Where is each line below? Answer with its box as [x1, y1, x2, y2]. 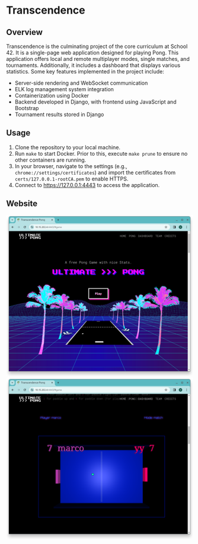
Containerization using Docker [14, 92, 90, 99]
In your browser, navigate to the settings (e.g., [14, 162, 127, 169]
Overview [6, 27, 43, 37]
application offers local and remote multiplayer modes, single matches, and [6, 56, 190, 62]
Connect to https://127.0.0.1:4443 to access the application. [14, 181, 160, 188]
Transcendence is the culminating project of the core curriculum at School [6, 43, 188, 50]
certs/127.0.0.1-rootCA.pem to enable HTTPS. [14, 175, 129, 182]
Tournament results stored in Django [14, 111, 104, 118]
